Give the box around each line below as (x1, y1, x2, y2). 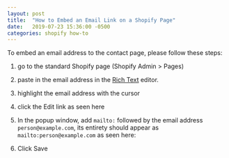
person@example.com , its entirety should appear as (17, 123, 159, 132)
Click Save (17, 144, 48, 153)
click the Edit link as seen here (17, 102, 105, 111)
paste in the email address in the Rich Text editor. (17, 76, 159, 84)
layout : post (7, 10, 45, 17)
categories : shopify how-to (7, 29, 89, 37)
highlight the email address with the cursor (17, 89, 141, 97)
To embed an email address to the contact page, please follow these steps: (7, 49, 223, 57)
